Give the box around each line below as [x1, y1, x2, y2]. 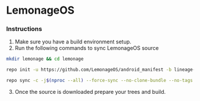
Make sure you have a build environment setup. [14, 38, 132, 45]
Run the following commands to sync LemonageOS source [14, 45, 159, 52]
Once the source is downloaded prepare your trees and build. [14, 89, 166, 96]
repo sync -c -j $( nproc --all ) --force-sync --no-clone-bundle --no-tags [6, 78, 193, 84]
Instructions [6, 25, 43, 33]
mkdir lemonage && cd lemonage [6, 56, 84, 62]
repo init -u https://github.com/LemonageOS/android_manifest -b [6, 67, 171, 73]
